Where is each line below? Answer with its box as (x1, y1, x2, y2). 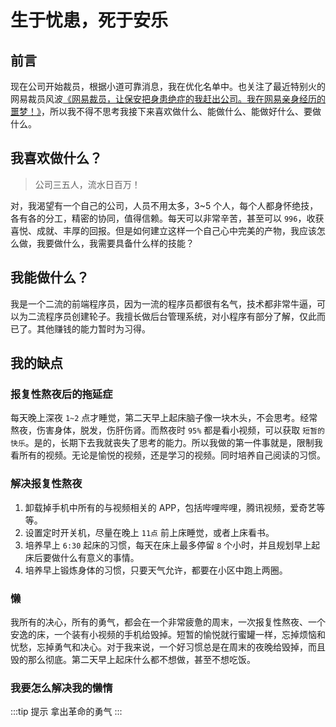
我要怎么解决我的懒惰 (10, 681, 113, 695)
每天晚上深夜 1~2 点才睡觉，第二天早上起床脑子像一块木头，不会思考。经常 (10, 412, 318, 424)
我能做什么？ (10, 269, 90, 286)
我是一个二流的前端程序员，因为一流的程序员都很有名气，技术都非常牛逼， (10, 297, 317, 310)
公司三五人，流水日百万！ (34, 178, 141, 190)
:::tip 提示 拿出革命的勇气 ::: (10, 706, 123, 718)
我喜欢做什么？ (10, 150, 103, 167)
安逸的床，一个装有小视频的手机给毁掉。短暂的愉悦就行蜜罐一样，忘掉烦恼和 (10, 628, 326, 640)
